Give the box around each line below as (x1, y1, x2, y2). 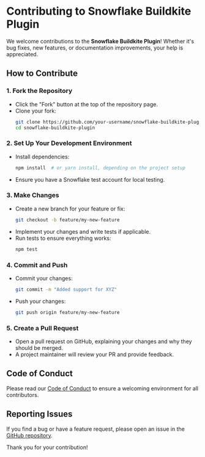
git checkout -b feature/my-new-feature (15, 217, 120, 223)
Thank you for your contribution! (6, 444, 88, 451)
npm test (15, 246, 38, 252)
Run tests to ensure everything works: (15, 234, 111, 242)
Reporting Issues (6, 409, 73, 420)
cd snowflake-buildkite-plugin (15, 124, 95, 131)
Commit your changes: (15, 274, 73, 282)
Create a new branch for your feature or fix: (15, 205, 125, 212)
